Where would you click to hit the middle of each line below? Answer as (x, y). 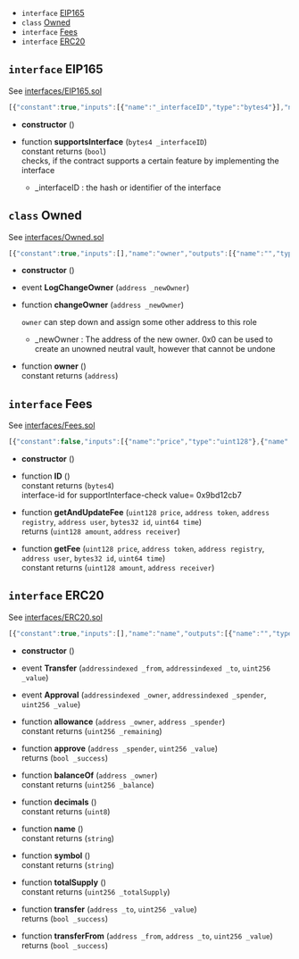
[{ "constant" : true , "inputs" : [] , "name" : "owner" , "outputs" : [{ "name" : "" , (142, 254)
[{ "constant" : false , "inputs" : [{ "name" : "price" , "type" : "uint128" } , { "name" (149, 442)
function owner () (54, 366)
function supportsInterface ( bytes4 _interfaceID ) (114, 141)
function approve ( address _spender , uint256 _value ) (119, 748)
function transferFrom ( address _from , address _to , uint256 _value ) (147, 936)
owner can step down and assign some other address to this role (139, 322)
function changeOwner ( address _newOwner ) (103, 305)
